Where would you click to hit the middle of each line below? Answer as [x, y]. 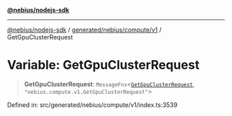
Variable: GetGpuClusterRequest [104, 65]
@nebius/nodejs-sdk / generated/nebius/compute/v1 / [85, 30]
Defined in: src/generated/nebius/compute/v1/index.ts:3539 [93, 105]
